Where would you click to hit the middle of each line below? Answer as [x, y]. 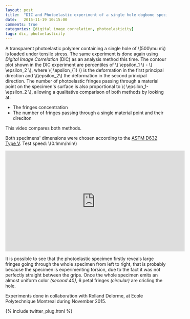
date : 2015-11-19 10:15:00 [36, 19]
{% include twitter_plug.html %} [39, 311]
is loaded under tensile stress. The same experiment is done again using [82, 54]
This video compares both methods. [44, 128]
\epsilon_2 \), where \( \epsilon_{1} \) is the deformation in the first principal [85, 70]
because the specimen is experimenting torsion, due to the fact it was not [83, 270]
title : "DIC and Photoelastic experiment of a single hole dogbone [80, 15]
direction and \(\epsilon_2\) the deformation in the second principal [76, 76]
